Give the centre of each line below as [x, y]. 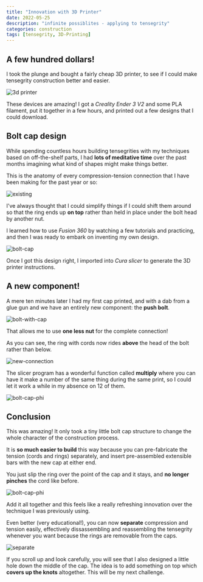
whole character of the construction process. [63, 438]
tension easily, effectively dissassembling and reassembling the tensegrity [99, 529]
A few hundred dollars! [50, 59]
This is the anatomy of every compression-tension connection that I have [98, 176]
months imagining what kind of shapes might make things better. [87, 164]
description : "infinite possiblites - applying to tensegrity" [88, 23]
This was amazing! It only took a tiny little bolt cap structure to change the [99, 431]
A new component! [43, 286]
